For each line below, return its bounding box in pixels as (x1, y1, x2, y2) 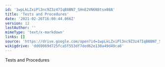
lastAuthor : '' (5, 25, 36, 30)
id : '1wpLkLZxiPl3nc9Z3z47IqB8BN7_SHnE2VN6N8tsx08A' (5, 7, 115, 12)
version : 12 (5, 21, 29, 26)
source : (5, 39, 21, 44)
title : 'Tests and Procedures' (5, 12, 69, 17)
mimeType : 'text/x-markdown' (5, 30, 65, 35)
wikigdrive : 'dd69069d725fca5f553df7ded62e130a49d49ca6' (5, 44, 124, 48)
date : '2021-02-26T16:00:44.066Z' (5, 16, 76, 21)
